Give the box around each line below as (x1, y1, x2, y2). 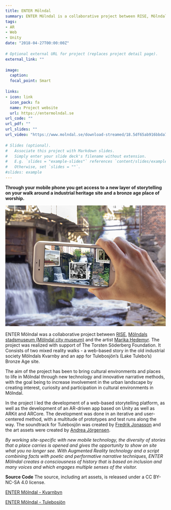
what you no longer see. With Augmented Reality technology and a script (5, 447, 159, 454)
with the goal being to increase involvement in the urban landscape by (5, 379, 153, 385)
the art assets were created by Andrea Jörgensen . (5, 427, 111, 433)
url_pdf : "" (5, 122, 31, 127)
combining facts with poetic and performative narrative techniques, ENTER (5, 453, 163, 459)
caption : (10, 73, 28, 78)
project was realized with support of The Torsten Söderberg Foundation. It (5, 342, 161, 348)
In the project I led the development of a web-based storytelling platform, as (5, 400, 165, 406)
